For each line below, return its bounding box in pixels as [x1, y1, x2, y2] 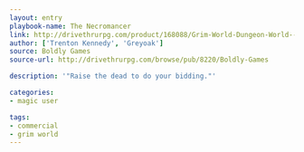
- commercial [9, 121, 59, 130]
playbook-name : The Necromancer [9, 22, 131, 31]
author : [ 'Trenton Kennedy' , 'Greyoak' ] [9, 38, 165, 48]
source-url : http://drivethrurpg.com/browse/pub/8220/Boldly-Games [9, 55, 270, 64]
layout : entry [9, 13, 63, 23]
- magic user [9, 96, 59, 105]
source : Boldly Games [9, 47, 91, 56]
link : [9, 30, 30, 39]
